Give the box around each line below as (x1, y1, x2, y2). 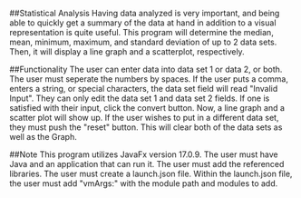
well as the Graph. (9, 132, 77, 142)
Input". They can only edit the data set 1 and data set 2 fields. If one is (9, 93, 270, 104)
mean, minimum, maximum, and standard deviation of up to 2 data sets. (9, 36, 277, 47)
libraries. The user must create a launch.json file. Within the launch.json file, (9, 168, 293, 179)
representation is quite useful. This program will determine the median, (9, 27, 274, 37)
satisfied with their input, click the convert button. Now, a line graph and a (9, 103, 286, 113)
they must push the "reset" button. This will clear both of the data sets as (9, 122, 283, 133)
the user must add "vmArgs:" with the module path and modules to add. (9, 178, 278, 189)
